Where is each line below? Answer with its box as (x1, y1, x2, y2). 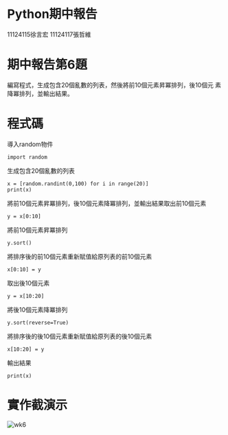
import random (7, 154, 48, 161)
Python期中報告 (7, 6, 98, 22)
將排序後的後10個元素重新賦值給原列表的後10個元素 (7, 332, 152, 340)
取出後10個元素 (7, 279, 50, 287)
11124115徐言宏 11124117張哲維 (7, 30, 91, 38)
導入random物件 (7, 140, 54, 148)
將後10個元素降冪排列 (7, 305, 68, 314)
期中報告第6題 (7, 57, 88, 73)
